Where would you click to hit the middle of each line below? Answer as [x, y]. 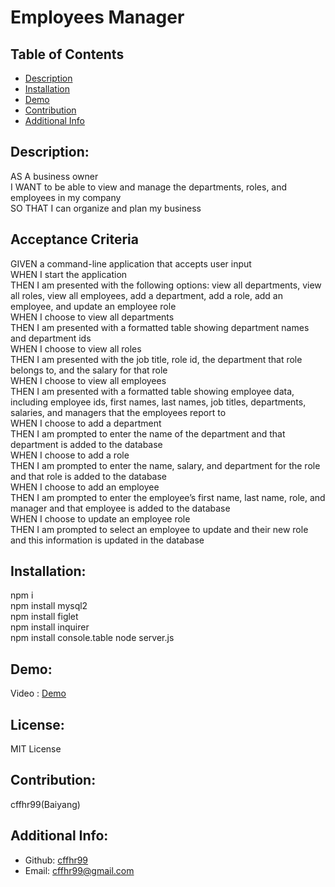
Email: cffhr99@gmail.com [79, 870]
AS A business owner [54, 176]
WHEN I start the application [69, 274]
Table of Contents [67, 54]
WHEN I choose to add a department [86, 423]
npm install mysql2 [49, 606]
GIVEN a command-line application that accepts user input [131, 263]
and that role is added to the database [88, 476]
